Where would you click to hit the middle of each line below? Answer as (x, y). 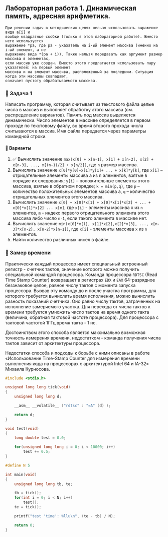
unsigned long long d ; (38, 397)
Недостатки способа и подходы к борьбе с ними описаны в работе (77, 353)
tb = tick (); (28, 493)
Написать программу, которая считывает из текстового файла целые (80, 104)
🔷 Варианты (18, 148)
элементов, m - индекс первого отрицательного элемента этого (81, 213)
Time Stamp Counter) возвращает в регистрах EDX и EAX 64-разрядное (80, 280)
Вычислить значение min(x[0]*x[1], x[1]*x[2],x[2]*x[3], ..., (80, 224)
